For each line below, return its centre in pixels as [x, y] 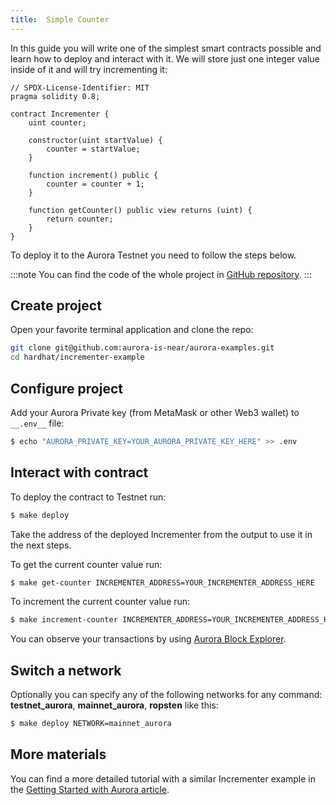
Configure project [66, 388]
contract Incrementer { [60, 114]
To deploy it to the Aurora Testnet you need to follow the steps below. [153, 255]
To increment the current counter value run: [100, 602]
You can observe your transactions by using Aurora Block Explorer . [148, 639]
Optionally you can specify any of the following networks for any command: [166, 695]
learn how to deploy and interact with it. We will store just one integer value [165, 58]
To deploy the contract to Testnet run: [88, 497]
